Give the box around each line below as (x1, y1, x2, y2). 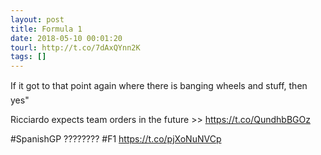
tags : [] (10, 52, 47, 62)
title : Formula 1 (10, 24, 83, 34)
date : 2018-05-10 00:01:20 (10, 33, 123, 43)
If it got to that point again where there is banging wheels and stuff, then (10, 80, 308, 92)
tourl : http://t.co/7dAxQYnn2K (10, 42, 141, 53)
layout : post (10, 14, 65, 25)
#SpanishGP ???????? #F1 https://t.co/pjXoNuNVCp (10, 133, 222, 145)
